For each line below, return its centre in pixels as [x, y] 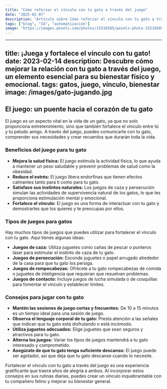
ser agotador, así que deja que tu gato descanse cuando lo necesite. [83, 356]
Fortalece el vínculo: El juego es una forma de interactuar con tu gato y [86, 203]
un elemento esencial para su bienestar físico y [80, 77]
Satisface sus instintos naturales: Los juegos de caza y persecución [83, 187]
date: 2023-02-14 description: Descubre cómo [79, 61]
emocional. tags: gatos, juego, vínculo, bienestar [83, 85]
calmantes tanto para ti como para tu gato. [56, 182]
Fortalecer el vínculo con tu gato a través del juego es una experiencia [77, 366]
